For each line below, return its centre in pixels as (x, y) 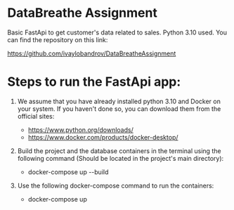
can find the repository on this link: (58, 39)
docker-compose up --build (68, 172)
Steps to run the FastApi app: (94, 82)
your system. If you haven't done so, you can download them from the (119, 109)
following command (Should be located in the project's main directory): (121, 158)
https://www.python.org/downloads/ (80, 130)
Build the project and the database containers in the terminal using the (119, 151)
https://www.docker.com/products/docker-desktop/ (103, 137)
